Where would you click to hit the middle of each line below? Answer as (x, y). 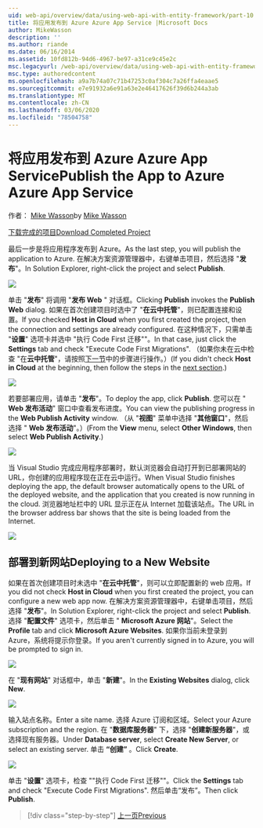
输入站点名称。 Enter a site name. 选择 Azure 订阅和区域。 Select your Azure (130, 720)
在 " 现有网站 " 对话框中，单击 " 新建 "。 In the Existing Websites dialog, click (129, 680)
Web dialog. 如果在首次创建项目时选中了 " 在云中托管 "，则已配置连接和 (122, 309)
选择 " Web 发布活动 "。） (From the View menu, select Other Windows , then (130, 428)
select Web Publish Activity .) (56, 436)
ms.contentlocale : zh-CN (49, 103)
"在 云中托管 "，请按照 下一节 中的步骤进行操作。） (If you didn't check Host (134, 359)
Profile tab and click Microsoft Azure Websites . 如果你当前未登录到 (118, 630)
